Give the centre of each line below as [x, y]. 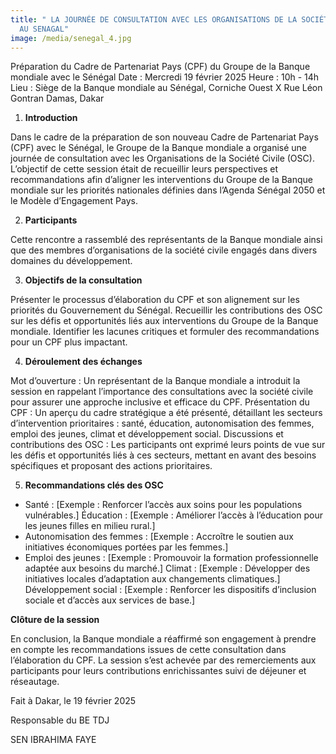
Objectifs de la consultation [83, 280]
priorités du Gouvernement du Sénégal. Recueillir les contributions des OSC [166, 310]
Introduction [51, 118]
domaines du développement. [71, 261]
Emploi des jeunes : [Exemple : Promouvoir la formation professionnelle [171, 558]
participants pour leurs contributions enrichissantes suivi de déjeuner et [158, 671]
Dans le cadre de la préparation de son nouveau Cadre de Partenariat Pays [164, 137]
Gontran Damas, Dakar [57, 98]
